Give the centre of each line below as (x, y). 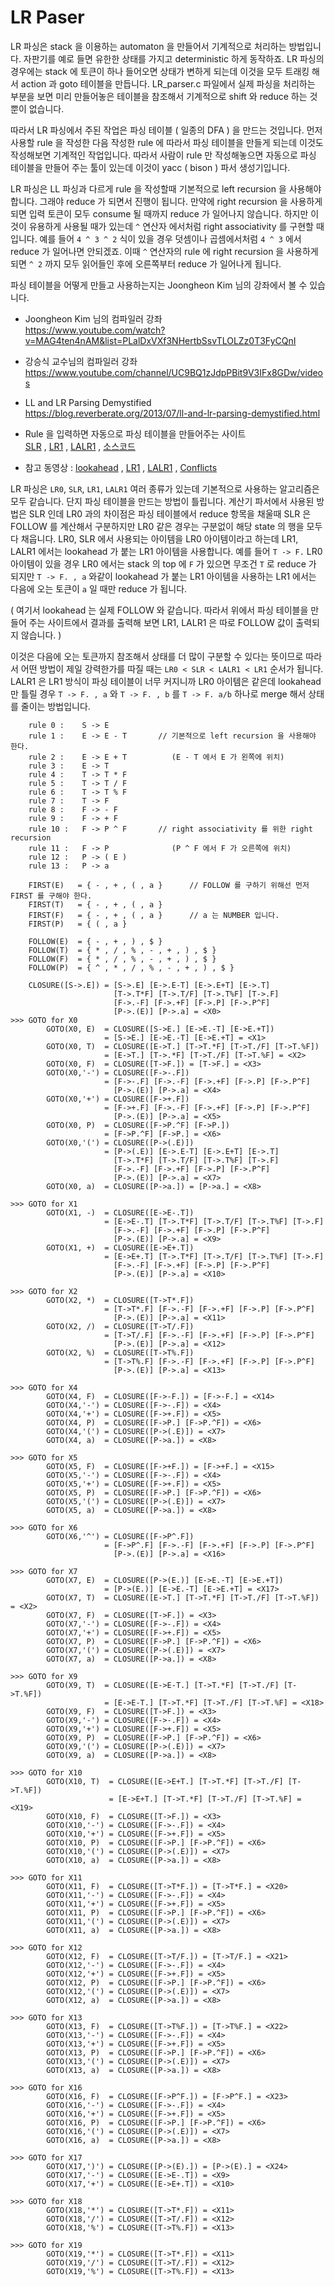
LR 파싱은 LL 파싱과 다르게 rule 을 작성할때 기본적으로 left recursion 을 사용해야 (166, 188)
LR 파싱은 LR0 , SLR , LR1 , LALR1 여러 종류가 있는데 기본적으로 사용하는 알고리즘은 (165, 488)
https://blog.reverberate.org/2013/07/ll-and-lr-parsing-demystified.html (172, 413)
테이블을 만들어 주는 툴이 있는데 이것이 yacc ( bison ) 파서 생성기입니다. (150, 167)
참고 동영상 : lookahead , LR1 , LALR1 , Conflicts (121, 467)
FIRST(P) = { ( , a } (78, 924)
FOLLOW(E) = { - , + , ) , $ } (95, 941)
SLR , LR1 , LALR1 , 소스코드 (80, 446)
